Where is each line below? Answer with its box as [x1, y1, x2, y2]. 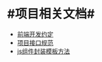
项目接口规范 [16, 38, 53, 46]
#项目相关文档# [7, 6, 95, 22]
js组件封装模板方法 [16, 47, 71, 55]
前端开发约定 [16, 30, 53, 38]
